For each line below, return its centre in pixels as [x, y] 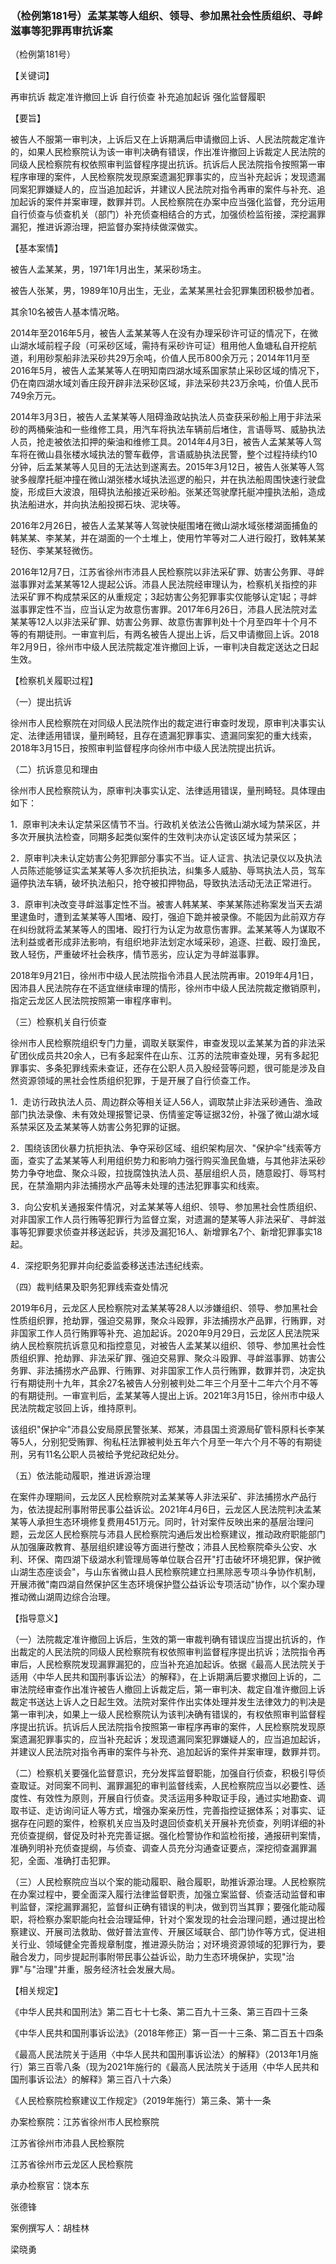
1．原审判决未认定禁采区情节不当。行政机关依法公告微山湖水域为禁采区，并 [165, 824]
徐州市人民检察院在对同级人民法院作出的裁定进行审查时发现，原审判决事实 [163, 723]
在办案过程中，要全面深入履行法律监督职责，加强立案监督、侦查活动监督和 [163, 1894]
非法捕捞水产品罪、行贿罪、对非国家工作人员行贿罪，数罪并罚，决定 [176, 1371]
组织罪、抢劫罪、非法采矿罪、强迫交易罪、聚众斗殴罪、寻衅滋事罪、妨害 [167, 1358]
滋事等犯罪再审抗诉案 [61, 30]
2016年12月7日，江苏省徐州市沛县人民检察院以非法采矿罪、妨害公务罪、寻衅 [167, 572]
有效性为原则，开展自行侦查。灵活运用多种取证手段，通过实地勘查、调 [181, 1798]
